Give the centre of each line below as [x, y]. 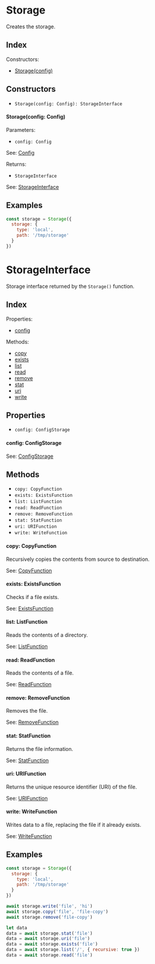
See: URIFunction [27, 798]
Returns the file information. [40, 749]
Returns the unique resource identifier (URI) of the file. [72, 787]
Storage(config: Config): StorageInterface [68, 104]
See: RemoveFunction [32, 722]
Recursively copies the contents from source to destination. [78, 559]
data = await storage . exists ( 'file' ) [52, 944]
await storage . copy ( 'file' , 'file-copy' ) [57, 912]
